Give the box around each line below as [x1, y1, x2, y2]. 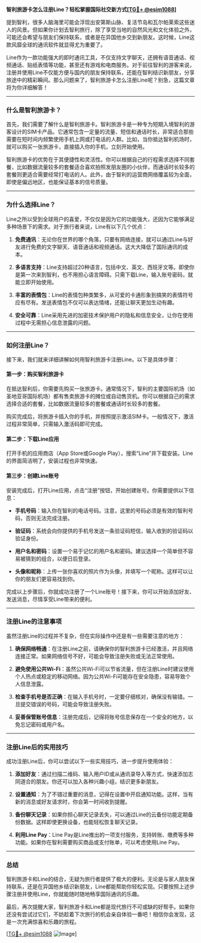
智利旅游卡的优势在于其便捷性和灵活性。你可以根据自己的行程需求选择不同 [6, 156, 190, 163]
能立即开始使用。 [14, 279, 57, 286]
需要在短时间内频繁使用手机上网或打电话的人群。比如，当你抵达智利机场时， [6, 136, 195, 143]
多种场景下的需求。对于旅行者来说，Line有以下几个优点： [6, 223, 148, 230]
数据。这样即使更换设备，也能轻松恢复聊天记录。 [20, 819, 141, 826]
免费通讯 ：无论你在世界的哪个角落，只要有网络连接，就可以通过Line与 [14, 235, 188, 243]
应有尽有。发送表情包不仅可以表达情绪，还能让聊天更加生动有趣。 [14, 298, 178, 306]
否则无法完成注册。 [25, 514, 73, 522]
